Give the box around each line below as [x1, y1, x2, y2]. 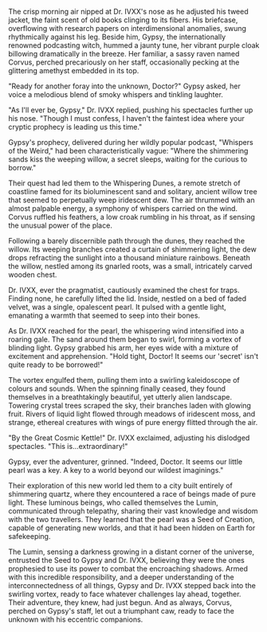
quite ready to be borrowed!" [8, 360, 104, 369]
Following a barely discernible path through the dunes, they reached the [8, 236, 245, 245]
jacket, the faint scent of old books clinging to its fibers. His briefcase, [8, 15, 238, 25]
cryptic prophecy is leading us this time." [8, 123, 143, 131]
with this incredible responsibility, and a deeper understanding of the [8, 572, 234, 582]
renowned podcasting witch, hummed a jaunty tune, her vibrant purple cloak [8, 41, 260, 50]
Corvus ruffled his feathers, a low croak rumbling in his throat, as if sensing [8, 213, 255, 221]
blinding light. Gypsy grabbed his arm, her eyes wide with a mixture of [8, 343, 239, 353]
